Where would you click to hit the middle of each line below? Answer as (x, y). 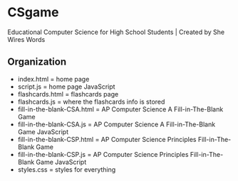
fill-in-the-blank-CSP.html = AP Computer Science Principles (107, 139)
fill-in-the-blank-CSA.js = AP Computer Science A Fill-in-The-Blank (117, 124)
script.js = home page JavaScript (66, 87)
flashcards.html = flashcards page (68, 94)
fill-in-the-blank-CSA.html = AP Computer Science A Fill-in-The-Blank (120, 109)
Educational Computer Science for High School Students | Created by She (116, 32)
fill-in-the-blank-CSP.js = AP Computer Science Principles (103, 154)
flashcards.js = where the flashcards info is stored (91, 102)
